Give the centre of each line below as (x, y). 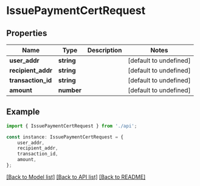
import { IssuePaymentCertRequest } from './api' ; (72, 126)
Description (105, 50)
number (70, 90)
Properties (27, 33)
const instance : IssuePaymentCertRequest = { (65, 137)
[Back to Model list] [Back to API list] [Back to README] (76, 177)
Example (23, 112)
